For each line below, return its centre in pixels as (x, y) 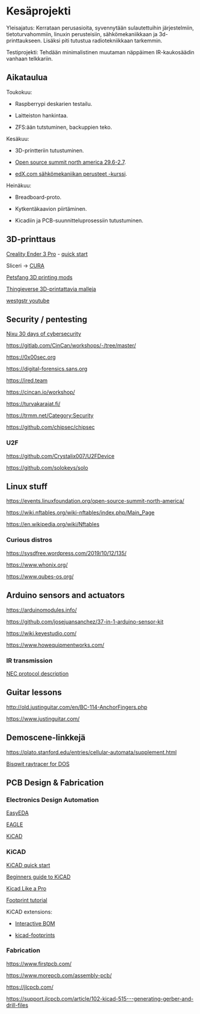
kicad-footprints (35, 935)
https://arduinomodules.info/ (41, 610)
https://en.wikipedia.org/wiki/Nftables (53, 524)
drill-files (17, 1005)
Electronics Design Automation (53, 800)
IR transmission (29, 661)
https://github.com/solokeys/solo (47, 467)
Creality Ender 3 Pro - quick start (47, 253)
